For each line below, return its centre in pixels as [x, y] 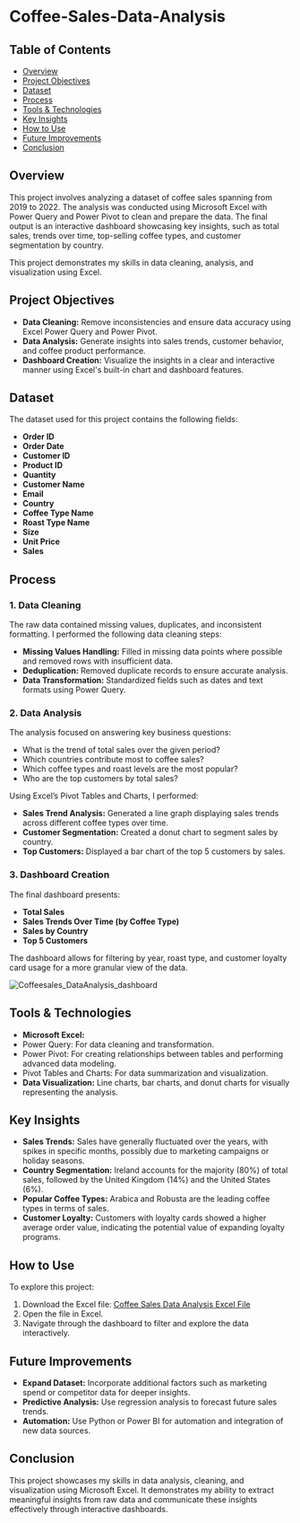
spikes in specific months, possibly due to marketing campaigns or [146, 1151]
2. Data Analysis [46, 713]
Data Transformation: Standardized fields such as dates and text [143, 681]
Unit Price [41, 541]
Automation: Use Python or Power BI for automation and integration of [153, 1421]
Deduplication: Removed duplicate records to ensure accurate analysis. [155, 671]
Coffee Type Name [58, 513]
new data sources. [56, 1431]
